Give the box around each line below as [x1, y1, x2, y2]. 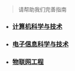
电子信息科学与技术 [12, 40, 69, 48]
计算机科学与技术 [12, 22, 63, 31]
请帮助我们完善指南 [18, 6, 67, 13]
